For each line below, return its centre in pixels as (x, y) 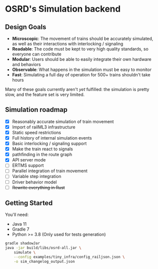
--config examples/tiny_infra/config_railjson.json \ (69, 257)
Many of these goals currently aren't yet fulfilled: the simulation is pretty (77, 89)
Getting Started (29, 203)
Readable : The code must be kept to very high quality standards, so (80, 49)
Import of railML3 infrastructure (44, 127)
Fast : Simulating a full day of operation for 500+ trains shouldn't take (81, 75)
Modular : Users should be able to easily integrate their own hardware (82, 59)
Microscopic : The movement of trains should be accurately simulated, (83, 38)
